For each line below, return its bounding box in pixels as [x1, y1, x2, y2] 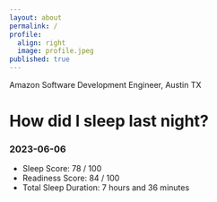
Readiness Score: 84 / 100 [22, 172, 120, 184]
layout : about [9, 13, 63, 22]
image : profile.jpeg [17, 47, 94, 56]
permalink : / [9, 22, 58, 31]
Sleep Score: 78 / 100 [22, 163, 102, 174]
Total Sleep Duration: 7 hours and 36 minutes [22, 182, 190, 193]
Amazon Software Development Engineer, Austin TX [9, 80, 202, 90]
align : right [17, 38, 66, 48]
